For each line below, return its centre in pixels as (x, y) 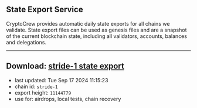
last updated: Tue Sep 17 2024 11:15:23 (61, 80)
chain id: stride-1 (36, 86)
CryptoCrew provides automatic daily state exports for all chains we (88, 23)
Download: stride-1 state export (65, 66)
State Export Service (45, 10)
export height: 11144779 (43, 92)
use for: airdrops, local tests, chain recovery (68, 99)
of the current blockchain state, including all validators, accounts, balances (97, 36)
